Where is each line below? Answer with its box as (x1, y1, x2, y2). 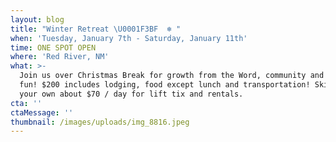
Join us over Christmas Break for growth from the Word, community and (19, 71, 325, 81)
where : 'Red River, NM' (10, 52, 110, 62)
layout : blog (10, 14, 65, 25)
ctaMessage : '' (10, 107, 74, 118)
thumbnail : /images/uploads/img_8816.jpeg (10, 117, 190, 127)
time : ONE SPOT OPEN (10, 42, 97, 53)
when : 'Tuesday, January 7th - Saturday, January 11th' (10, 33, 248, 43)
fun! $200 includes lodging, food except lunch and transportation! (19, 80, 311, 90)
